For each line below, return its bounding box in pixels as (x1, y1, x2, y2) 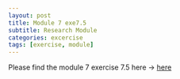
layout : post (8, 11, 52, 20)
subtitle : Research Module (8, 26, 98, 34)
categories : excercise (8, 33, 83, 42)
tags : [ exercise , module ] (8, 41, 94, 49)
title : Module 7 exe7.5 (8, 19, 87, 27)
